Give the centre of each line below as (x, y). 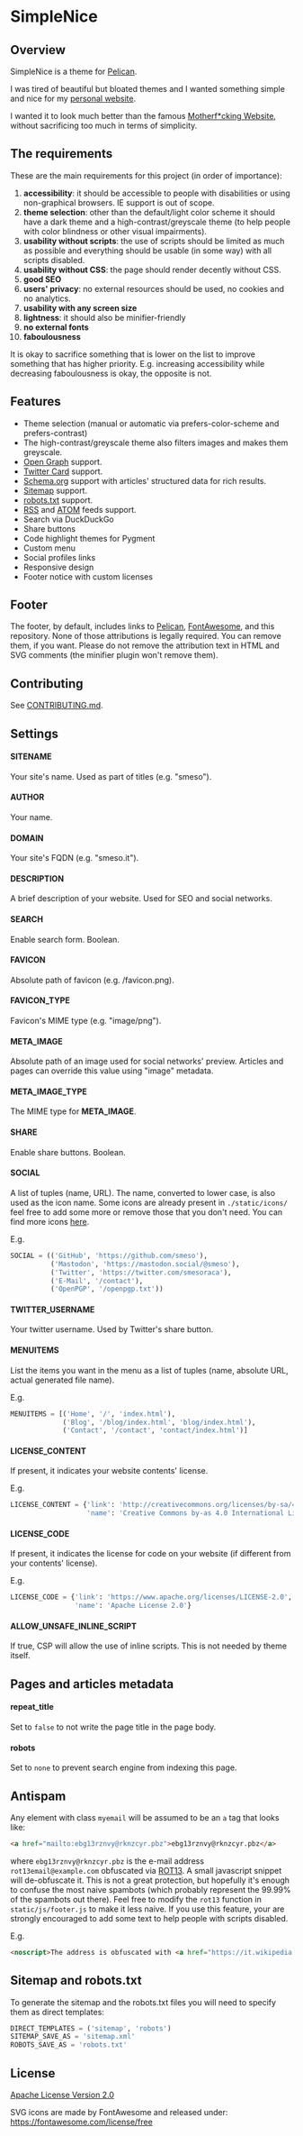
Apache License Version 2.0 (62, 2095)
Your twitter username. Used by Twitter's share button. (112, 1329)
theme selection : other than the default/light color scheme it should (149, 212)
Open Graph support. (62, 461)
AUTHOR (27, 797)
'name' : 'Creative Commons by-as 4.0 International (185, 1513)
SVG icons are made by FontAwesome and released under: (119, 2112)
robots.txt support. (58, 500)
